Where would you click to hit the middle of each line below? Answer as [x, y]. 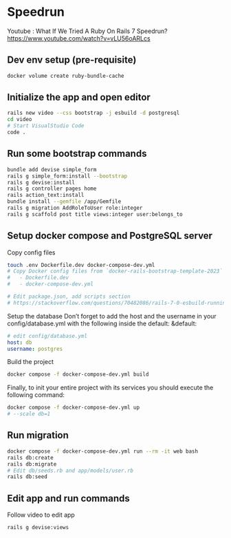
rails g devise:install [41, 182]
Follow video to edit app [41, 515]
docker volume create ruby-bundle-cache [66, 76]
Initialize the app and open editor [79, 97]
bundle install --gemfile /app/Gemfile [64, 202]
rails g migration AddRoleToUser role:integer [75, 208]
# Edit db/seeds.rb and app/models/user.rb [70, 471]
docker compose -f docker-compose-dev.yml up [73, 408]
